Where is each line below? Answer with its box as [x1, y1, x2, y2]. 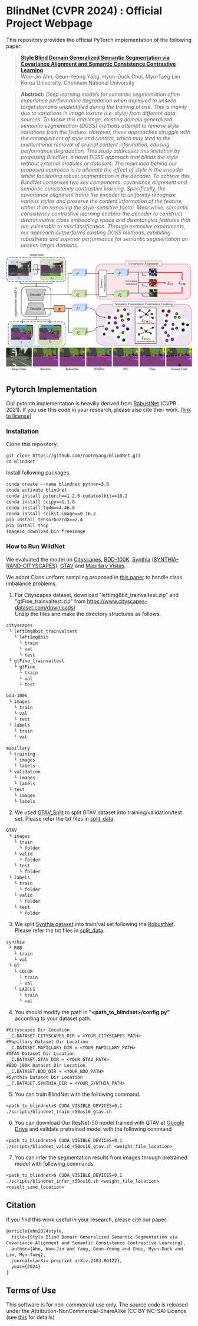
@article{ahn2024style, [6, 1228, 65, 1234]
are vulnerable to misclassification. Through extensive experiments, [20, 222, 186, 230]
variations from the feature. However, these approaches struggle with [20, 128, 190, 135]
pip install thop [6, 522, 49, 529]
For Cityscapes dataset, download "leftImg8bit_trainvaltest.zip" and [14, 591, 179, 598]
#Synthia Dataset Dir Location [6, 1074, 83, 1080]
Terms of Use [6, 1285, 57, 1295]
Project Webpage [6, 17, 93, 30]
